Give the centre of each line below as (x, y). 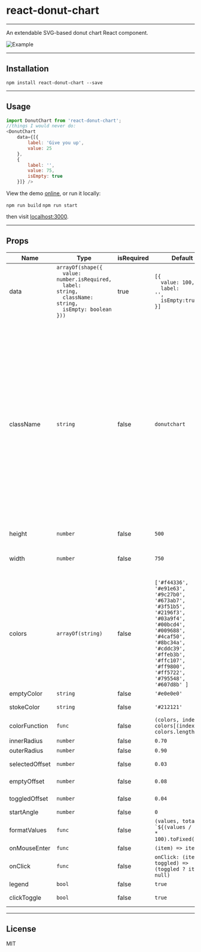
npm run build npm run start (42, 206)
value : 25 (40, 148)
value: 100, (178, 282)
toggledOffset (29, 798)
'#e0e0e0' (168, 693)
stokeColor (25, 707)
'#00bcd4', (170, 624)
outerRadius (26, 750)
